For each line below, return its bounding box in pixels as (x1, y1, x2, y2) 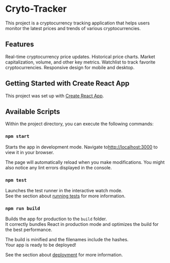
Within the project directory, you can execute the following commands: (5, 121, 154, 127)
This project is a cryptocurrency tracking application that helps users (5, 20, 150, 26)
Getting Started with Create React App (5, 79, 130, 88)
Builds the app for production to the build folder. (5, 216, 107, 222)
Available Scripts (5, 107, 60, 116)
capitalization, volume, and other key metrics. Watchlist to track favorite (5, 59, 156, 65)
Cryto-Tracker (5, 3, 67, 15)
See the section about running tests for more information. (5, 193, 126, 199)
